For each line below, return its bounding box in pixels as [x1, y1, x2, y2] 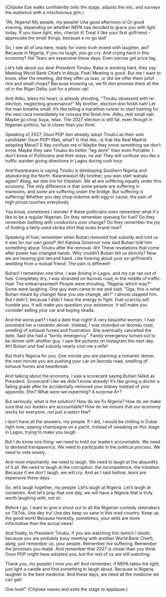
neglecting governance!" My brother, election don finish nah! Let [24, 101, 156, 106]
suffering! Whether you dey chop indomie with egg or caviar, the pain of [5, 194, 152, 200]
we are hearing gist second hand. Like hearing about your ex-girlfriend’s [5, 255, 153, 261]
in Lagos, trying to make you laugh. [5, 429, 77, 435]
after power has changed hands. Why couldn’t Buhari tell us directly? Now [5, 250, 157, 256]
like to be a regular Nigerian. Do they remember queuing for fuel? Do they [5, 214, 155, 220]
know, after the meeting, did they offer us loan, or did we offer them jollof [5, 75, 155, 81]
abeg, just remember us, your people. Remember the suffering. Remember [5, 541, 157, 546]
